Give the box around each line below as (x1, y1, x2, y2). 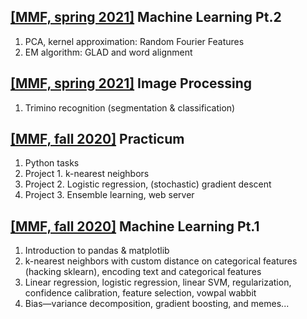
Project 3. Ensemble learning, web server (24, 189, 195, 201)
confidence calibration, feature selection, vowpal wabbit (24, 287, 257, 299)
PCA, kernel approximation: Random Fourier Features (24, 35, 245, 47)
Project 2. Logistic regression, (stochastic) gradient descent (24, 178, 272, 190)
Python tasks (24, 157, 80, 169)
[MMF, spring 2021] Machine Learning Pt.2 (10, 9, 282, 26)
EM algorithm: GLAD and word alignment (24, 46, 193, 58)
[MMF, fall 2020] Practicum (10, 131, 185, 148)
